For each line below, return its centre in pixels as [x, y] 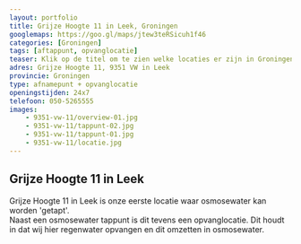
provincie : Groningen [50, 76]
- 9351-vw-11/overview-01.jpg [82, 118]
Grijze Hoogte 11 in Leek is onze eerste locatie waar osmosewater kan [138, 200]
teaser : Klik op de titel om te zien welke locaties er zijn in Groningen [152, 59]
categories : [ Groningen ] [56, 43]
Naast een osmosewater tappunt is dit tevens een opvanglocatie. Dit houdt [147, 220]
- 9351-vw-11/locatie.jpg [74, 143]
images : [24, 109]
